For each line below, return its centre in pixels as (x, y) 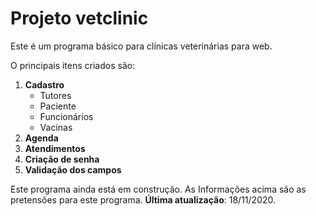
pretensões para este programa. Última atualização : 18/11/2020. (143, 199)
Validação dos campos (73, 169)
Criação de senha (62, 159)
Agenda (41, 138)
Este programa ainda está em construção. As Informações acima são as (158, 189)
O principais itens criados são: (73, 65)
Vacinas (56, 127)
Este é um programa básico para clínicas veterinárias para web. (141, 46)
